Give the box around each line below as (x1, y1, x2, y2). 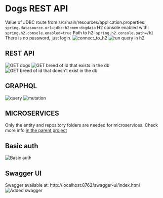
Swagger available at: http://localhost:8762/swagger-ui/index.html (5, 182, 140, 188)
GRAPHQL (5, 82, 37, 90)
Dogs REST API (5, 3, 68, 14)
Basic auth (5, 141, 39, 150)
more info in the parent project (5, 128, 67, 133)
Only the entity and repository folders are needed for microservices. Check (5, 122, 158, 128)
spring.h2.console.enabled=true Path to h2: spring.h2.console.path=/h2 (5, 30, 154, 35)
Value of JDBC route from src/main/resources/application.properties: (5, 19, 146, 25)
